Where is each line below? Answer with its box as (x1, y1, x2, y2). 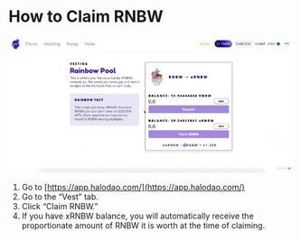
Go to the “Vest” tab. (21, 191, 99, 202)
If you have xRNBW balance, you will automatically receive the (21, 210, 254, 222)
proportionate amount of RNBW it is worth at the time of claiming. (21, 220, 266, 231)
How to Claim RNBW (8, 6, 164, 27)
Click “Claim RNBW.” (21, 201, 99, 212)
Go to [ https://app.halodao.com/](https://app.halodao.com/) (21, 182, 245, 193)
